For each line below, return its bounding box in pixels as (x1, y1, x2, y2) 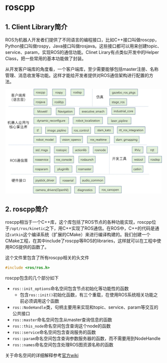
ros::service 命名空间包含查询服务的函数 (12, 329, 96, 335)
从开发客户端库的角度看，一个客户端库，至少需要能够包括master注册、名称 (5, 66, 159, 72)
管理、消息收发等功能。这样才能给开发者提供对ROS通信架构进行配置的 (5, 72, 149, 78)
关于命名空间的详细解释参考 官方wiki (5, 352, 79, 358)
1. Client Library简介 (5, 22, 68, 31)
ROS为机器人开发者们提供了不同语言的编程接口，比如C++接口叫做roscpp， (5, 37, 160, 42)
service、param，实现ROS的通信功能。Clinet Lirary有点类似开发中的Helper (5, 49, 159, 55)
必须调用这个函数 (24, 298, 60, 304)
